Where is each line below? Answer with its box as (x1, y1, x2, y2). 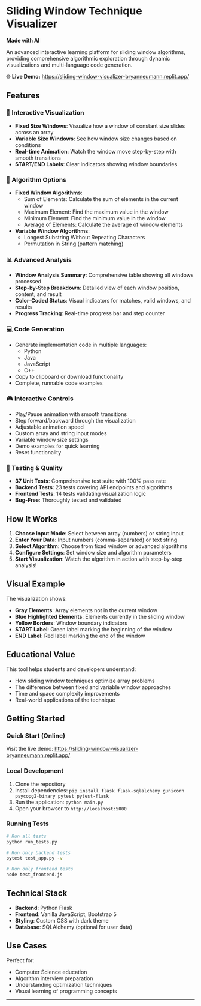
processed (14, 278, 42, 285)
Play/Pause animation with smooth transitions (14, 410, 127, 418)
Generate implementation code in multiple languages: (14, 341, 147, 348)
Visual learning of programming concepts (14, 987, 118, 995)
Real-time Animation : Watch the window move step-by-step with (14, 148, 176, 155)
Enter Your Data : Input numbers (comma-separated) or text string (14, 536, 178, 543)
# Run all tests (6, 833, 47, 839)
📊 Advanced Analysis (6, 255, 72, 264)
